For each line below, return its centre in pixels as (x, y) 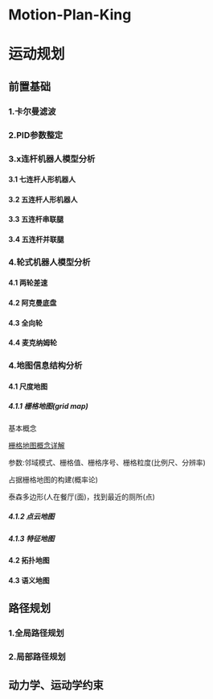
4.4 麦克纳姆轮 (33, 343)
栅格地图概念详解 (37, 445)
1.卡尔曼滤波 (32, 111)
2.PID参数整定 (36, 135)
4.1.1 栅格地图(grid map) (48, 406)
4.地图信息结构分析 (45, 366)
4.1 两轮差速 (28, 283)
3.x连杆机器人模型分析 (52, 159)
